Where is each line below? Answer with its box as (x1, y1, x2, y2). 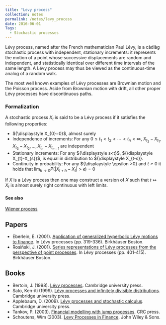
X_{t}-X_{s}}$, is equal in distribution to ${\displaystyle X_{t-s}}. (12, 155, 144, 162)
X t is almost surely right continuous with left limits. (5, 182, 108, 189)
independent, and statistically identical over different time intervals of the (5, 60, 155, 66)
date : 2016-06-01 (5, 21, 41, 26)
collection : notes (5, 12, 43, 17)
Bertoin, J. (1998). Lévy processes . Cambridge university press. (12, 282, 143, 288)
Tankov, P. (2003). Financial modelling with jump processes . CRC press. (12, 309, 160, 315)
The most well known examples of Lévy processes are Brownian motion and (5, 80, 161, 86)
